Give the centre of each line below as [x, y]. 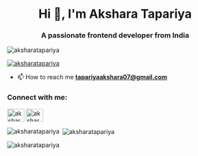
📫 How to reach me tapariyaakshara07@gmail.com [92, 77]
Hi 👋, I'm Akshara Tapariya [115, 14]
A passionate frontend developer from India [115, 36]
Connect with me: [37, 97]
